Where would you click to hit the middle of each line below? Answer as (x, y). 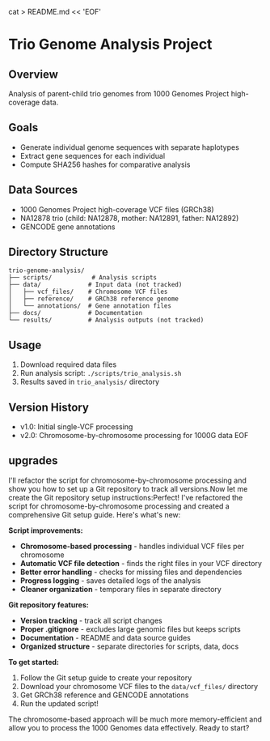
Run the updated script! (59, 703)
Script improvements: (46, 530)
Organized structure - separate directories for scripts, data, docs (129, 646)
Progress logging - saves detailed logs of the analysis (110, 580)
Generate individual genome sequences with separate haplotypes (130, 147)
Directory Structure (59, 252)
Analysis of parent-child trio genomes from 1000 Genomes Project (119, 94)
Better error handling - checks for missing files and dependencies (131, 572)
